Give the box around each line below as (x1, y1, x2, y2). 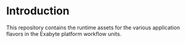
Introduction (6, 4, 70, 18)
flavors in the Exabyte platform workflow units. (6, 30, 122, 37)
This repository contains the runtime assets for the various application (6, 24, 181, 31)
